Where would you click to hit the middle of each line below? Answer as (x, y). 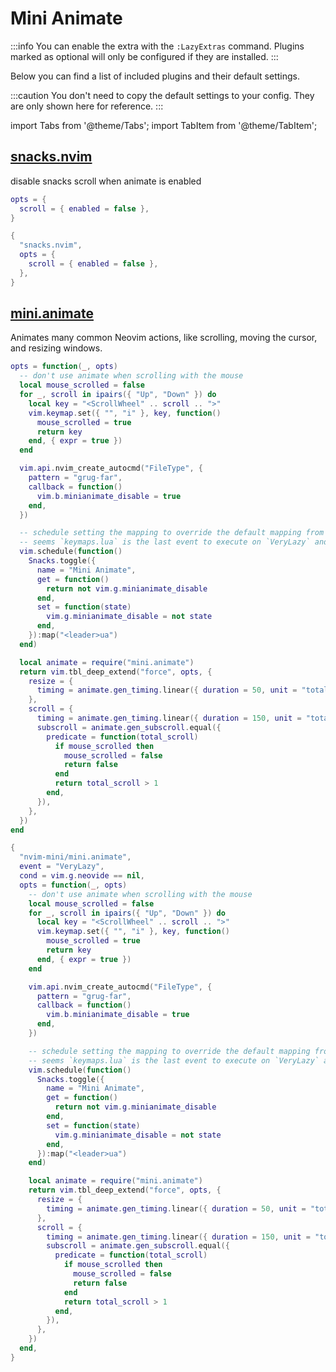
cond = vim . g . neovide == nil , (82, 876)
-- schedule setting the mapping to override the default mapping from (172, 533)
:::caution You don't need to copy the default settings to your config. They (162, 95)
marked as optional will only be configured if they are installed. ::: (144, 56)
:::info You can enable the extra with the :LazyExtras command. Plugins (157, 46)
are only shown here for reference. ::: (87, 106)
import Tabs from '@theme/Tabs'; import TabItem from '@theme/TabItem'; (164, 125)
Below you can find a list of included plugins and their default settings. (155, 76)
